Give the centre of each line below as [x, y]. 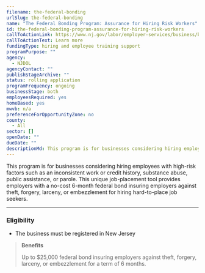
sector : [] [20, 132]
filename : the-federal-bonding [46, 12]
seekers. [17, 198]
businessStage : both [33, 92]
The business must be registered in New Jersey [75, 233]
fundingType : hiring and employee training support [73, 47]
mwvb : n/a [19, 109]
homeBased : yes [26, 103]
